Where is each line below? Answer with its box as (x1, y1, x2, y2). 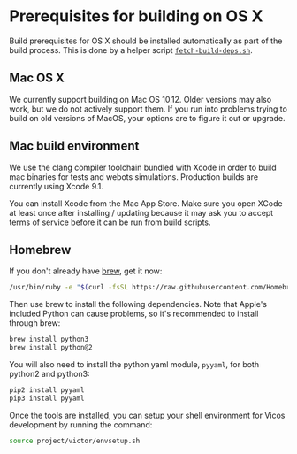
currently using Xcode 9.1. (9, 181, 104, 191)
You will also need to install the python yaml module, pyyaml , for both (9, 359, 259, 369)
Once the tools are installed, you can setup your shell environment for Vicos (9, 410, 286, 420)
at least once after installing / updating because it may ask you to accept (9, 207, 274, 218)
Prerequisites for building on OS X (9, 6, 263, 27)
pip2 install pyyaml (9, 386, 86, 395)
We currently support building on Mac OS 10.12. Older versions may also (9, 94, 272, 104)
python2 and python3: (9, 369, 90, 379)
